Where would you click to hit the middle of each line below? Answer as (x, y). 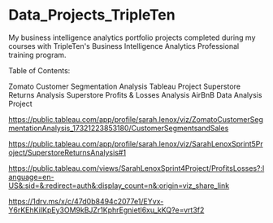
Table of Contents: (39, 70)
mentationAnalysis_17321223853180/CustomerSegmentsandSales (119, 128)
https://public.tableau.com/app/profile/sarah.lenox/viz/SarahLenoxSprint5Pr (136, 143)
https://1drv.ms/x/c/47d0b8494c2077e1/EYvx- (86, 201)
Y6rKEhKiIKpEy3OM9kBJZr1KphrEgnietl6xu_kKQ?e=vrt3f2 (106, 210)
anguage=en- (31, 177)
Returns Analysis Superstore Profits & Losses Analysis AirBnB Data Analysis (135, 94)
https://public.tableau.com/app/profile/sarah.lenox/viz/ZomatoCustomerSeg (136, 119)
